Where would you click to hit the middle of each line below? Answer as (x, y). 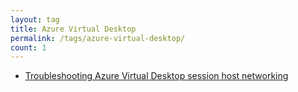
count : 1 (28, 47)
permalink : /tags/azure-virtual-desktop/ (98, 38)
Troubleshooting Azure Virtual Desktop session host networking (156, 76)
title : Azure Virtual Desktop (73, 29)
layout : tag (35, 19)
